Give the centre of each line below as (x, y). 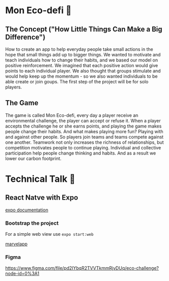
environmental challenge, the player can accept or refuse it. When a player (83, 120)
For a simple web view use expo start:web (49, 234)
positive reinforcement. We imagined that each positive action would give (82, 65)
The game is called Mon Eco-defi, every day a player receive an (72, 115)
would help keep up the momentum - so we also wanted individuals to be (81, 76)
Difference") (25, 37)
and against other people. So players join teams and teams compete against (84, 137)
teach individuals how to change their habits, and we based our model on (82, 60)
